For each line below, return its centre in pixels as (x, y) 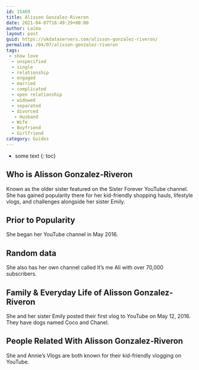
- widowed (23, 100)
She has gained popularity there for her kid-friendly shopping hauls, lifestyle (99, 195)
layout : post (22, 34)
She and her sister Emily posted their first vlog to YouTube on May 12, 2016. (99, 316)
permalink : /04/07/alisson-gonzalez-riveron (62, 45)
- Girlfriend (28, 134)
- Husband (26, 117)
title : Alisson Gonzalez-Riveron (48, 17)
